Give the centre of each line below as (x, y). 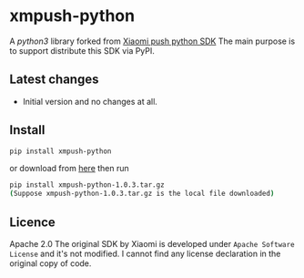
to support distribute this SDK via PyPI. (82, 50)
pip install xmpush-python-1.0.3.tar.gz (87, 185)
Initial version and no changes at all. (90, 101)
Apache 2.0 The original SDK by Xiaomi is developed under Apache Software (152, 244)
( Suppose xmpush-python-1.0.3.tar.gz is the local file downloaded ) (142, 194)
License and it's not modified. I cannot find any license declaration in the (145, 253)
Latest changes (54, 80)
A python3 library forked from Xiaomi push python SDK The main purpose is (152, 41)
